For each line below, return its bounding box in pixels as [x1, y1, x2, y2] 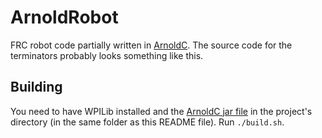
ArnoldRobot [10, 6, 119, 29]
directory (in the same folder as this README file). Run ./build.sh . [10, 116, 285, 128]
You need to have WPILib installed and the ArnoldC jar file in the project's [10, 105, 313, 117]
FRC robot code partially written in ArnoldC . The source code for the [10, 39, 293, 51]
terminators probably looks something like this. [10, 49, 204, 61]
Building [10, 79, 63, 96]
